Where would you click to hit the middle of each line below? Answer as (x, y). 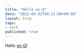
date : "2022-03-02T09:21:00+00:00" (41, 14)
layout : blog (18, 18)
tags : (10, 23)
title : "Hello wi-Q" (26, 9)
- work (12, 27)
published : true (21, 32)
